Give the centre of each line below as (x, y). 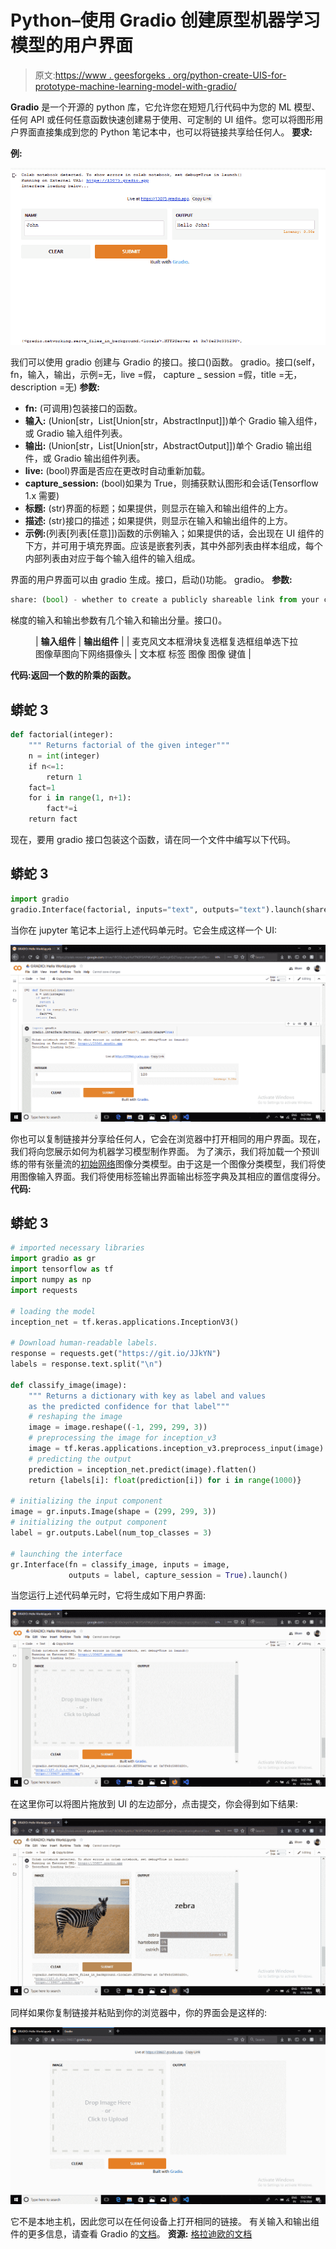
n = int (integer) (64, 756)
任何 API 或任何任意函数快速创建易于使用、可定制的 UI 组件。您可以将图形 (162, 119)
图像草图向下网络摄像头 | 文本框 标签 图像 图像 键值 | (143, 654)
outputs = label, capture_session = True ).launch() (178, 1575)
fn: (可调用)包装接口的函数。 (83, 408)
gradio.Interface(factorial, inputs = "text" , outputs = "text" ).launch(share (169, 909)
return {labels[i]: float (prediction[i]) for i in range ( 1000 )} (165, 1480)
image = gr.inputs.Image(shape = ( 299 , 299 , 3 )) (113, 1512)
